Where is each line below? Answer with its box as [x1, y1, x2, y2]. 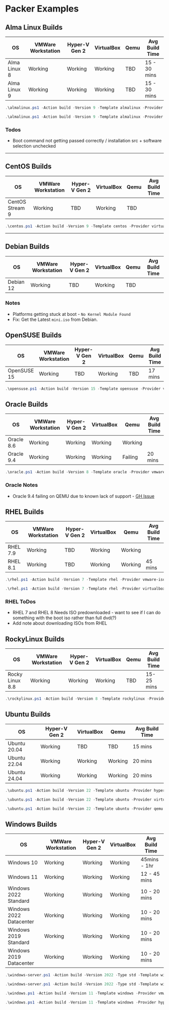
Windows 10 [8, 859, 38, 866]
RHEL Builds [5, 508, 44, 516]
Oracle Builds [5, 400, 48, 408]
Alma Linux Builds [5, 23, 63, 32]
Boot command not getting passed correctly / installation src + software [12, 138, 162, 144]
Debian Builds [5, 242, 50, 251]
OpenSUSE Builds [5, 331, 62, 340]
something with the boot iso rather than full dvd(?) [12, 615, 117, 621]
